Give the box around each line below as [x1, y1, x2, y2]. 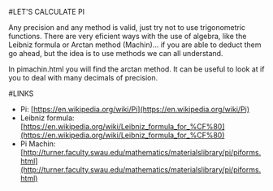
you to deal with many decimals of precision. [8, 73, 158, 82]
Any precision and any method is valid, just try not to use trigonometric [8, 23, 246, 32]
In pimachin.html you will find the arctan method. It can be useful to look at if [8, 64, 265, 74]
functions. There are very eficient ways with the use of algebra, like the [8, 32, 247, 41]
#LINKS [8, 89, 34, 98]
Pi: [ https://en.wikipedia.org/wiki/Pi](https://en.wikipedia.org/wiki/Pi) [19, 105, 250, 114]
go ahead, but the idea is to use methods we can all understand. [8, 49, 223, 58]
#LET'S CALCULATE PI [8, 7, 85, 16]
